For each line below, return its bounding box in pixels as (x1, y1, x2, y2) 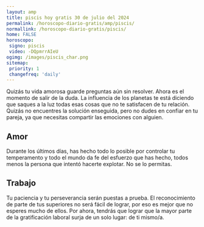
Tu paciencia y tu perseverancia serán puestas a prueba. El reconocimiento (6, 194, 196, 201)
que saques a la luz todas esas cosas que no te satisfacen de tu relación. (6, 101, 190, 108)
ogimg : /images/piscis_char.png (6, 54, 88, 60)
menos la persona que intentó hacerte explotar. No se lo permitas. (6, 161, 172, 168)
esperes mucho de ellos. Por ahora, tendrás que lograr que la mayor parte (6, 207, 192, 214)
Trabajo (6, 178, 37, 189)
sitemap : (6, 60, 29, 66)
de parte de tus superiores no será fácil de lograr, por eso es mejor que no (6, 200, 194, 208)
